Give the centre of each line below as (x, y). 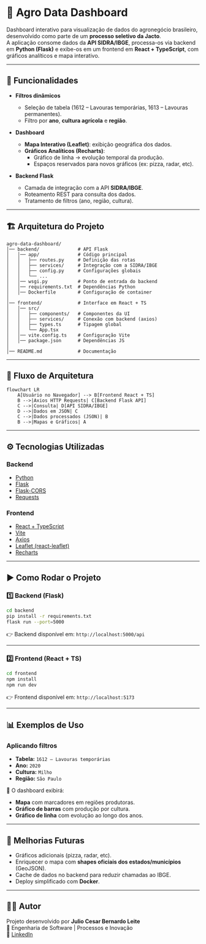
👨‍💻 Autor (24, 906)
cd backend (20, 610)
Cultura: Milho (33, 772)
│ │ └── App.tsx (33, 330)
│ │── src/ (23, 308)
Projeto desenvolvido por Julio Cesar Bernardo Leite (73, 921)
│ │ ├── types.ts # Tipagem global (64, 324)
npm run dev (21, 685)
